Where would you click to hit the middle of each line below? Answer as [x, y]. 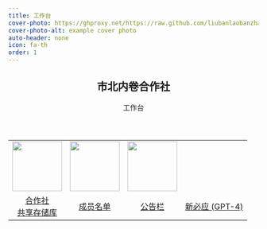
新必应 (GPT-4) [215, 206]
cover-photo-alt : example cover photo [72, 30]
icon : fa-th [28, 45]
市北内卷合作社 [133, 87]
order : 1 [23, 52]
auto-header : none [39, 38]
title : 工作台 [30, 16]
